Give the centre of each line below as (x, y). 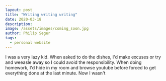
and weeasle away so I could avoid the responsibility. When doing (73, 62)
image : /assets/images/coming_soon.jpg (47, 29)
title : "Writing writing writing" (41, 15)
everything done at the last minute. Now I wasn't (55, 73)
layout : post (19, 10)
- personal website (30, 43)
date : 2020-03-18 (23, 19)
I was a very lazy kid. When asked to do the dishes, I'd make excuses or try (83, 57)
